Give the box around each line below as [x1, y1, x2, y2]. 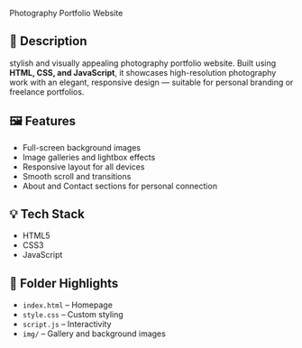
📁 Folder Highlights [9, 275, 119, 291]
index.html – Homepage [22, 299, 113, 310]
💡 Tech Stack [9, 206, 86, 222]
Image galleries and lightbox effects [22, 151, 156, 162]
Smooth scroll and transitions [22, 170, 132, 181]
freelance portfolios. [9, 86, 85, 97]
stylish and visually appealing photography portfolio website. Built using [9, 58, 277, 69]
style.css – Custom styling [22, 309, 124, 320]
